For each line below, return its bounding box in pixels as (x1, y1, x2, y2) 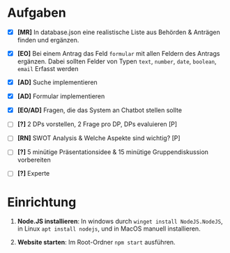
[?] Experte (17, 169, 50, 178)
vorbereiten (17, 155, 51, 164)
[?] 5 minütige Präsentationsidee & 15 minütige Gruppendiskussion (17, 148, 209, 156)
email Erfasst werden (17, 65, 79, 73)
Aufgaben (7, 5, 66, 21)
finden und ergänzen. (17, 36, 79, 44)
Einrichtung (7, 194, 77, 210)
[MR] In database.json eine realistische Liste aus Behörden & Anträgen (17, 28, 221, 36)
